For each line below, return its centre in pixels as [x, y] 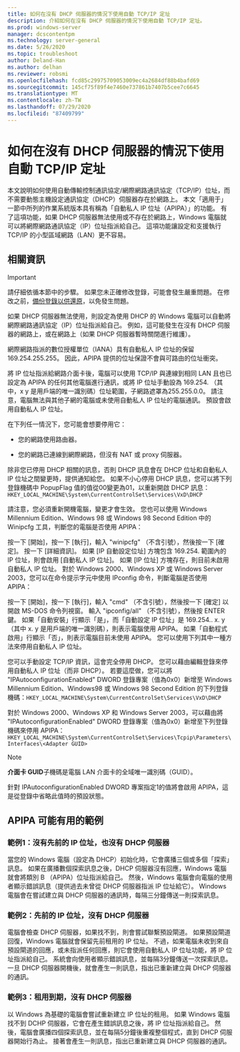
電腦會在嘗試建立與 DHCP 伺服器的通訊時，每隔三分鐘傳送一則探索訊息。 [115, 895]
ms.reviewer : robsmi [38, 74]
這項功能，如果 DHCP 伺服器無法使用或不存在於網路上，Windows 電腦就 [120, 217]
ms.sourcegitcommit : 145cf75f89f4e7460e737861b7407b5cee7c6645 [104, 87]
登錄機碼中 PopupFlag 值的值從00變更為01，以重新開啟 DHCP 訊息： [109, 487]
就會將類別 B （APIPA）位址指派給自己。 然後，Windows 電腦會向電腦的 [114, 877]
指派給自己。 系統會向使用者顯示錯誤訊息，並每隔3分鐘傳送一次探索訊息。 [122, 959]
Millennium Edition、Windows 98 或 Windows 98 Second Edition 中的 [110, 518]
